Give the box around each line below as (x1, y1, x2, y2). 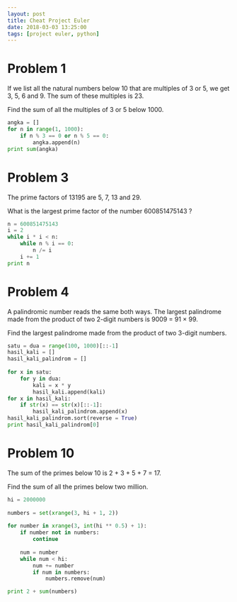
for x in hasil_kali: (7, 395, 71, 402)
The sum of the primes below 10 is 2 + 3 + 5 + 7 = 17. (7, 469, 161, 477)
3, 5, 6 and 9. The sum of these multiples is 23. (7, 91, 144, 100)
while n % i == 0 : (20, 240, 74, 247)
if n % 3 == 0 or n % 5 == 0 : (20, 132, 110, 139)
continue (33, 536, 59, 543)
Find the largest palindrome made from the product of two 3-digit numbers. (7, 328, 227, 337)
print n (7, 260, 30, 267)
